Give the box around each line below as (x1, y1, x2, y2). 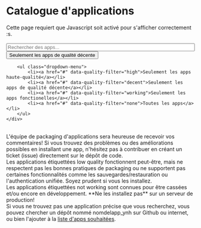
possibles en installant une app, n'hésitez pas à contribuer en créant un (6, 145, 182, 153)
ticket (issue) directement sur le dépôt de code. (6, 152, 124, 159)
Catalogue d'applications (6, 4, 135, 18)
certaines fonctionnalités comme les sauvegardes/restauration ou (6, 171, 168, 178)
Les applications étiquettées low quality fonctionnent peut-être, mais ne (6, 158, 184, 165)
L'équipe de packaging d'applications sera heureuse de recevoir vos (6, 133, 175, 140)
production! (6, 196, 35, 204)
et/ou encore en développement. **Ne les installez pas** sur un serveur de (6, 190, 193, 197)
